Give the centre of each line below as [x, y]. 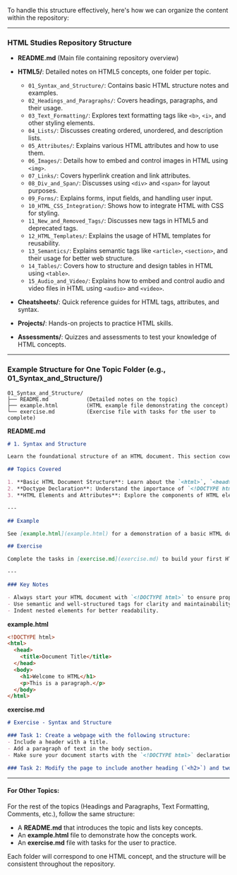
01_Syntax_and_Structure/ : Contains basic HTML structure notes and [128, 86]
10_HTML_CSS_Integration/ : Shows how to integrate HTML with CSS [126, 206]
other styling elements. [61, 123]
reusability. [44, 243]
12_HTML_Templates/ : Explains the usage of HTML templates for [119, 236]
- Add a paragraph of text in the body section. [80, 748]
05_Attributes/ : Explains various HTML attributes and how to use [123, 146]
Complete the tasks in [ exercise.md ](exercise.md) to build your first [115, 559]
